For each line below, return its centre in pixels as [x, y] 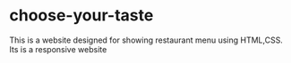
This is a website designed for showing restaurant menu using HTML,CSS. [146, 40]
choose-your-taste [81, 16]
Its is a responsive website [58, 49]
